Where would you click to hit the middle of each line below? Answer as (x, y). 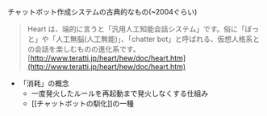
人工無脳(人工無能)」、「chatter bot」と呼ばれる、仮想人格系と (158, 39)
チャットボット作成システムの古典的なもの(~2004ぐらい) (102, 12)
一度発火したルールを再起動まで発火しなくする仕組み (120, 93)
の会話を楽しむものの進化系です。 (83, 49)
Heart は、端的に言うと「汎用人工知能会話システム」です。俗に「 (136, 29)
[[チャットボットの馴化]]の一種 (82, 104)
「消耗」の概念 (44, 83)
